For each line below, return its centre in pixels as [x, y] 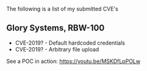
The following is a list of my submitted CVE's [63, 9]
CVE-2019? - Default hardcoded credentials [70, 43]
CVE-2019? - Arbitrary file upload [57, 49]
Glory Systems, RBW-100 [56, 28]
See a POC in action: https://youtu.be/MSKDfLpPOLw [73, 61]
